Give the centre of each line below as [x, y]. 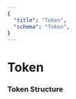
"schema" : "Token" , [42, 26]
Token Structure [35, 89]
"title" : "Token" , [40, 20]
